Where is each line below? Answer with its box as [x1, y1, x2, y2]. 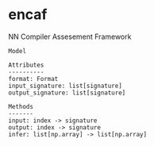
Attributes [8, 61, 44, 69]
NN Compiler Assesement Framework [8, 32, 132, 41]
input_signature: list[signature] [8, 82, 123, 90]
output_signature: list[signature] [8, 89, 126, 97]
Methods [8, 102, 34, 110]
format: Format [8, 75, 59, 83]
